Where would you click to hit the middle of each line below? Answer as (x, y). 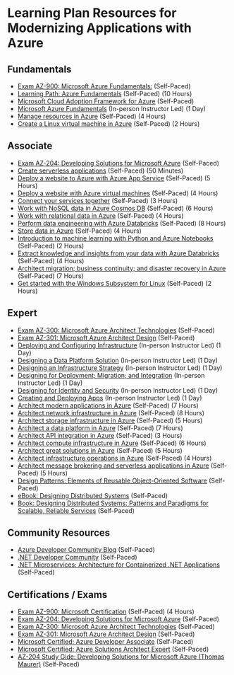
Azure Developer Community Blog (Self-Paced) (86, 550)
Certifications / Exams (57, 595)
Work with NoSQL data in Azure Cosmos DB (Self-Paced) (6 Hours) (115, 208)
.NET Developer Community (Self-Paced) (77, 558)
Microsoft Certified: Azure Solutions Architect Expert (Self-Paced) (113, 650)
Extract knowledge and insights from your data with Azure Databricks (118, 253)
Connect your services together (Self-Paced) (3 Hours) (98, 200)
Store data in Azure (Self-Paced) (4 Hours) (80, 231)
